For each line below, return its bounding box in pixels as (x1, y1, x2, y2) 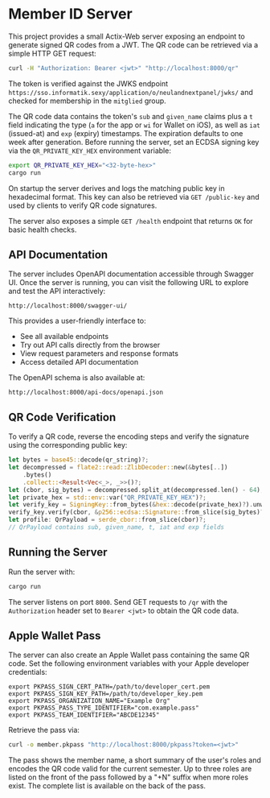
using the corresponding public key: (8, 440, 128, 450)
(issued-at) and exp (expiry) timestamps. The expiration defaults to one (8, 128, 243, 138)
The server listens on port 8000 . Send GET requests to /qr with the (8, 597, 227, 606)
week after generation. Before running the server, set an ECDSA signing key (8, 137, 260, 147)
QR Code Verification (8, 410, 117, 424)
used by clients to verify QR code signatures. (8, 201, 157, 210)
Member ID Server (8, 5, 133, 23)
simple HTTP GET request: (8, 48, 96, 58)
